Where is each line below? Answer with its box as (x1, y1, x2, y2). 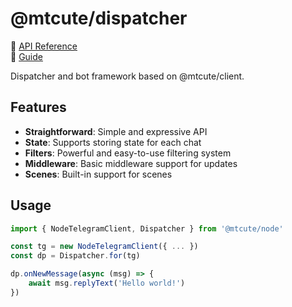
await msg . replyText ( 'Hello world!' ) (28, 278, 186, 289)
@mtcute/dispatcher (10, 7, 188, 30)
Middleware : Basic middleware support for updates (24, 157, 238, 169)
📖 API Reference (10, 40, 78, 52)
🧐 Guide (10, 50, 43, 62)
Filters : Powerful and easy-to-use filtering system (24, 147, 232, 159)
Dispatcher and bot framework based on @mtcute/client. (10, 70, 245, 82)
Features (10, 99, 67, 116)
